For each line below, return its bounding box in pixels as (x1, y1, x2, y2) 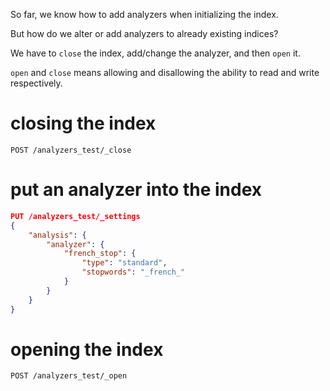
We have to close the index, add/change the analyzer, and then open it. (10, 47, 301, 59)
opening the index (10, 338, 164, 361)
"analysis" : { (28, 230, 87, 240)
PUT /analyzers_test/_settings (10, 211, 141, 221)
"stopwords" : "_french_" (81, 267, 186, 278)
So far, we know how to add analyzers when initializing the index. (10, 9, 279, 20)
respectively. (10, 77, 63, 89)
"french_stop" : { (63, 249, 137, 259)
